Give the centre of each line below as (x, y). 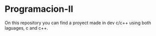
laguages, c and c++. (26, 28)
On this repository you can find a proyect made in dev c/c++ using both (78, 23)
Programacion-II (39, 9)
